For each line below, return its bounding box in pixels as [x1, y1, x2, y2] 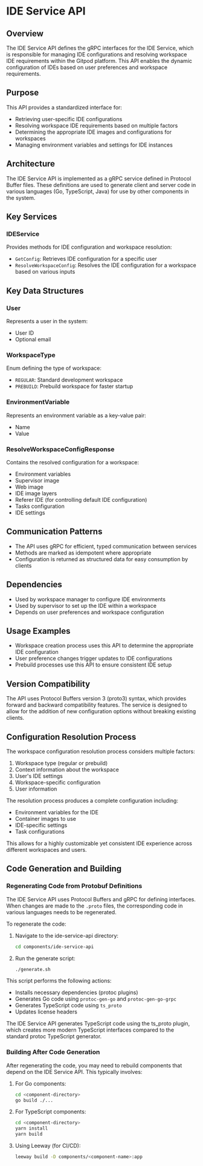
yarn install [14, 1125, 48, 1131]
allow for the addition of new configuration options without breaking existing [6, 708, 196, 715]
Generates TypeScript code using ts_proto [14, 1002, 122, 1009]
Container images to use [14, 815, 77, 822]
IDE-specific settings [14, 822, 68, 829]
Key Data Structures [6, 286, 84, 296]
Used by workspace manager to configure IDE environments [14, 595, 166, 603]
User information [14, 785, 57, 792]
